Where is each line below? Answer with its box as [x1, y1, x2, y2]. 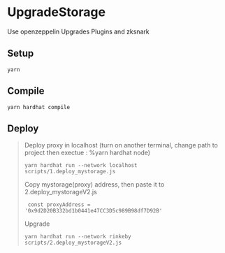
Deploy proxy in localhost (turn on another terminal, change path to [24, 141, 219, 150]
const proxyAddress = [27, 201, 91, 208]
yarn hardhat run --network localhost [24, 162, 138, 169]
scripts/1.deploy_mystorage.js [24, 168, 116, 175]
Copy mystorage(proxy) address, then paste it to [24, 180, 165, 189]
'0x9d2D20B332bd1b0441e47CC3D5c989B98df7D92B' [24, 208, 163, 215]
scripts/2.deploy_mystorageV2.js [24, 239, 122, 247]
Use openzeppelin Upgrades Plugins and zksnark [7, 27, 150, 36]
